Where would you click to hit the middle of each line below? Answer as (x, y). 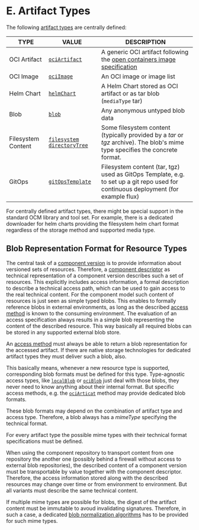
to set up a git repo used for (140, 181)
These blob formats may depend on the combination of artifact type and (94, 411)
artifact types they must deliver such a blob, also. (66, 356)
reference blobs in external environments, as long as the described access (97, 307)
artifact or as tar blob (130, 93)
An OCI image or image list (138, 76)
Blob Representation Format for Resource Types (97, 249)
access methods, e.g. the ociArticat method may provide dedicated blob (96, 393)
